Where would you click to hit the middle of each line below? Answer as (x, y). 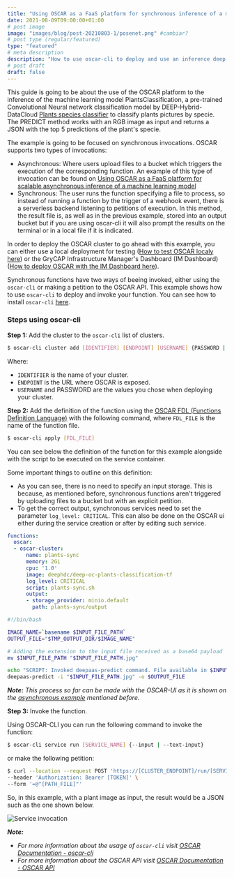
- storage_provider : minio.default (77, 601)
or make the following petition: (51, 759)
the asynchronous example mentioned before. (73, 698)
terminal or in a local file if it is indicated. (75, 230)
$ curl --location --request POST (57, 771)
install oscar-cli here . (39, 302)
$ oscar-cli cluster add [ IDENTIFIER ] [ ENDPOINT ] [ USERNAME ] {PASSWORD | (117, 348)
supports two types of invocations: (57, 150)
